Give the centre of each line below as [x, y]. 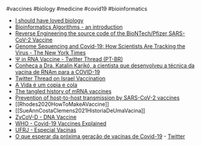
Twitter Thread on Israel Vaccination [60, 78]
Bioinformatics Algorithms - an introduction [69, 27]
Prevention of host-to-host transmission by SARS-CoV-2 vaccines [97, 98]
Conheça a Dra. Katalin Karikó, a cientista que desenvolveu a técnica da [105, 65]
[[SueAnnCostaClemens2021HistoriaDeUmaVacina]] [80, 111]
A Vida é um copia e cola [46, 85]
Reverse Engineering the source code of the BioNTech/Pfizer [91, 33]
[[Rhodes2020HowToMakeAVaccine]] [62, 104]
